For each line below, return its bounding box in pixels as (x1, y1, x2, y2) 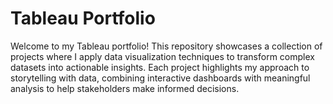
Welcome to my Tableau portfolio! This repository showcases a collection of (10, 40, 323, 52)
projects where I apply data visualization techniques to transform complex (10, 50, 315, 62)
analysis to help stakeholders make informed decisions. (10, 82, 240, 94)
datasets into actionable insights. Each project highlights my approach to (10, 61, 310, 73)
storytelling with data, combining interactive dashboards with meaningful (10, 72, 311, 84)
